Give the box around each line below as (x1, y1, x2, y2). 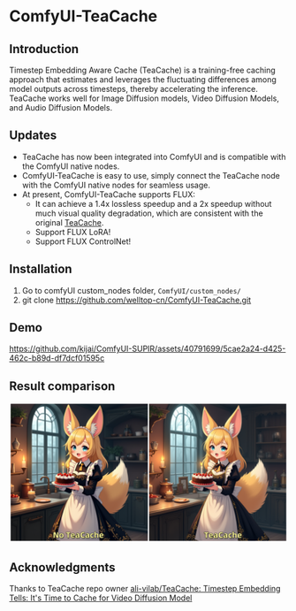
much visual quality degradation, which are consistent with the (34, 208, 263, 218)
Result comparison (9, 378, 116, 393)
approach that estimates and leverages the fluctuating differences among (9, 74, 277, 85)
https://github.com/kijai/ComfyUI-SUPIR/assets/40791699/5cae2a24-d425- (9, 343, 286, 355)
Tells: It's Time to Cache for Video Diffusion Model (9, 592, 193, 603)
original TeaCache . (34, 217, 104, 227)
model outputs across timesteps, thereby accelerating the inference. (9, 84, 258, 94)
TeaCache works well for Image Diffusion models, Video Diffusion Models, (9, 93, 280, 103)
